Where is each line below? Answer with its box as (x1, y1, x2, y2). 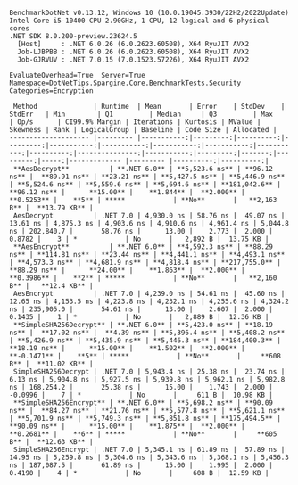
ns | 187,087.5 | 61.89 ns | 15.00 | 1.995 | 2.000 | (9, 461, 274, 470)
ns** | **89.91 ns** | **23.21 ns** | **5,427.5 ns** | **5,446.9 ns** (9, 172, 286, 181)
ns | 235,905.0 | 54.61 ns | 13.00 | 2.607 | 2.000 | (9, 305, 274, 314)
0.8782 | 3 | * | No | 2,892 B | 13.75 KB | (9, 234, 269, 243)
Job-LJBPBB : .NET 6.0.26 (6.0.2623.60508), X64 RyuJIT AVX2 (17, 47, 250, 56)
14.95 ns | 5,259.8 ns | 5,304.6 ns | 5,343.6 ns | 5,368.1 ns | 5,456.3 (9, 453, 290, 462)
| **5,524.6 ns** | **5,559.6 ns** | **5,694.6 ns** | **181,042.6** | (9, 180, 281, 189)
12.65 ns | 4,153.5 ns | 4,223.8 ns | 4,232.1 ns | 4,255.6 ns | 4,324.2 (9, 297, 290, 306)
